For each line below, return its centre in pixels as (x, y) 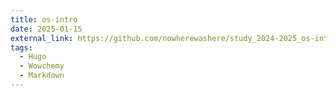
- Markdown (42, 76)
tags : (21, 47)
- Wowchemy (42, 66)
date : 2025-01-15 (46, 29)
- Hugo (33, 57)
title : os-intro (44, 19)
